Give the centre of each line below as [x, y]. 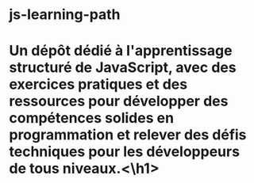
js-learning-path [65, 15]
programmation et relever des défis [128, 135]
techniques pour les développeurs [125, 152]
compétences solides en [91, 118]
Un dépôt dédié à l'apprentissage [121, 51]
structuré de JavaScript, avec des [123, 68]
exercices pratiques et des [98, 84]
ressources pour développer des [119, 101]
